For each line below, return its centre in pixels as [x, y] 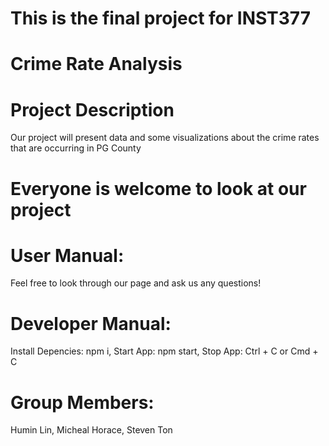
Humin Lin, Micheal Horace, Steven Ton [91, 430]
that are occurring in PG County [76, 148]
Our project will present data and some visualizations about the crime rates [165, 138]
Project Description [92, 109]
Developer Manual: [91, 323]
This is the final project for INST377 [160, 18]
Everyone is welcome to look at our [158, 188]
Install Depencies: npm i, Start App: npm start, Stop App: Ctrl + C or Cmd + [164, 351]
